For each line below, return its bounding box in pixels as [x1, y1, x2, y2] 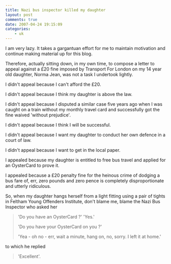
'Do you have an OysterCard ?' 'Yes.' [17, 214, 95, 220]
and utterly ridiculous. [5, 183, 51, 189]
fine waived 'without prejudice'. [5, 112, 71, 118]
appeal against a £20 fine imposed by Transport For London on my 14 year [5, 66, 162, 72]
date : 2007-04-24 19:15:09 [5, 21, 63, 27]
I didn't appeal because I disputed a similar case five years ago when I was [5, 101, 163, 107]
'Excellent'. [17, 253, 41, 259]
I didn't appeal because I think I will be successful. [5, 122, 111, 128]
